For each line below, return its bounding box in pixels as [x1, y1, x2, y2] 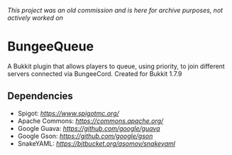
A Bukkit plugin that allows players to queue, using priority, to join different [7, 62, 225, 70]
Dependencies [7, 90, 73, 102]
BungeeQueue [7, 38, 94, 55]
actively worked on [7, 14, 64, 22]
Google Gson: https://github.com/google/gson [17, 132, 153, 140]
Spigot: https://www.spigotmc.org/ [17, 109, 119, 117]
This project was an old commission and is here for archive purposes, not [7, 6, 223, 14]
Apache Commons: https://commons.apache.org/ [17, 117, 164, 125]
